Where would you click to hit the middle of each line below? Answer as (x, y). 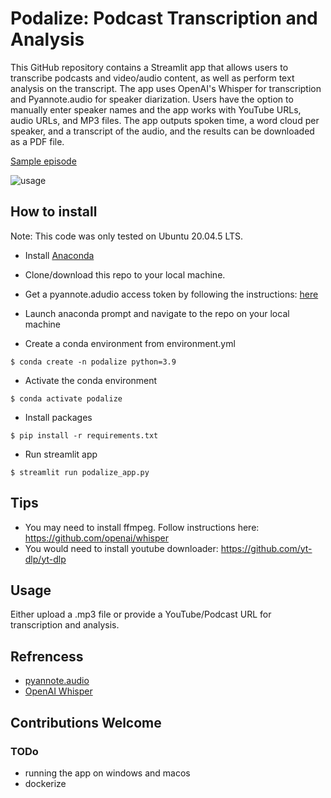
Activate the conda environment (91, 380)
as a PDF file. (37, 141)
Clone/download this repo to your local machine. (125, 274)
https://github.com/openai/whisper (96, 538)
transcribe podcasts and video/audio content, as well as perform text (152, 78)
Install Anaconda (59, 255)
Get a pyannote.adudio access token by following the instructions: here (171, 294)
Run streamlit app (61, 454)
